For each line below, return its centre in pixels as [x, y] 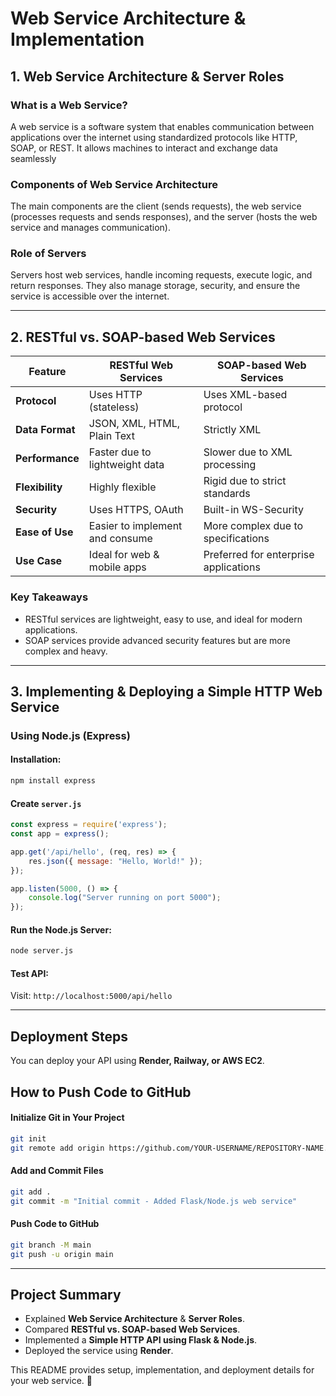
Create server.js [46, 803]
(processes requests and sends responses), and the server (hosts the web [164, 217]
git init [28, 1138]
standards [227, 494]
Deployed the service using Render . [99, 1351]
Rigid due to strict [245, 481]
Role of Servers [48, 254]
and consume [120, 539]
